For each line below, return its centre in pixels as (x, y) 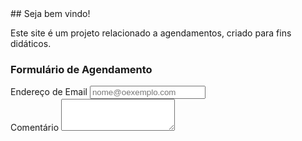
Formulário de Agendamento (81, 69)
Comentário (35, 128)
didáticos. (31, 43)
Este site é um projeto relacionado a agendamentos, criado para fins (151, 33)
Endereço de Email (49, 92)
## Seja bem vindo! (50, 13)
